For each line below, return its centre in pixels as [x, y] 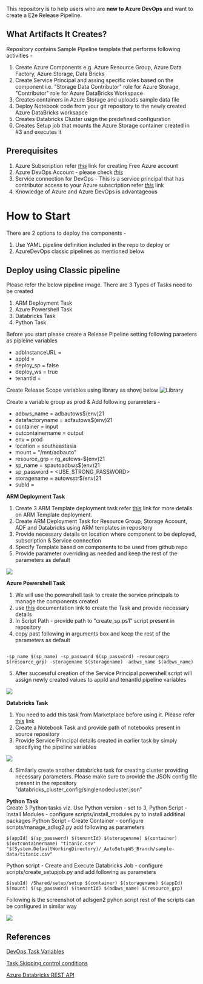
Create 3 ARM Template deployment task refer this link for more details [104, 508]
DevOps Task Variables [35, 952]
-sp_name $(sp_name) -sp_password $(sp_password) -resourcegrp [88, 657]
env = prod [29, 440]
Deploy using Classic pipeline [63, 270]
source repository [37, 734]
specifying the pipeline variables [56, 747]
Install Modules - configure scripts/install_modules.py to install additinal [96, 814]
